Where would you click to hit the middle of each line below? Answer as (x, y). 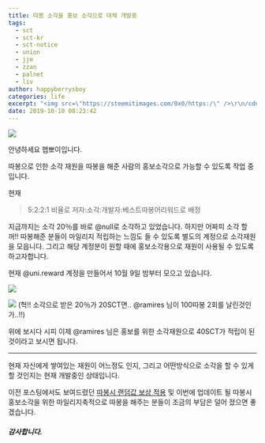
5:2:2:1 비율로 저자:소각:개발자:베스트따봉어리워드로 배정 (114, 210)
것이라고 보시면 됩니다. (43, 341)
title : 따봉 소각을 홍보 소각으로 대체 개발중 (73, 15)
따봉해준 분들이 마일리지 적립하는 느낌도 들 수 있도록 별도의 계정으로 (124, 237)
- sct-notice (37, 45)
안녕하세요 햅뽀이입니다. (45, 150)
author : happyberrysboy (47, 89)
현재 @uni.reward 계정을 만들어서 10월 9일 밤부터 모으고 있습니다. (110, 273)
